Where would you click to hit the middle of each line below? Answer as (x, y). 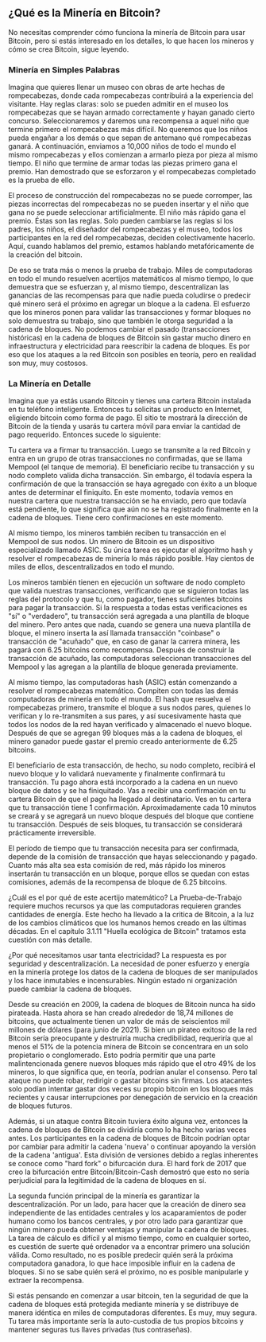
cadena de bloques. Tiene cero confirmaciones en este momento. (116, 518)
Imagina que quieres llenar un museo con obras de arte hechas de (117, 88)
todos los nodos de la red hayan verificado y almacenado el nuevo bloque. (130, 725)
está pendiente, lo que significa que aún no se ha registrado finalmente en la (133, 509)
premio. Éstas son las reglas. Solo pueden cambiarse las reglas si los (121, 221)
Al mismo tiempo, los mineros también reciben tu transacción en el (117, 533)
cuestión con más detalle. (50, 940)
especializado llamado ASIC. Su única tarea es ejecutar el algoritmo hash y (131, 550)
